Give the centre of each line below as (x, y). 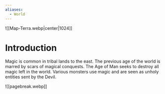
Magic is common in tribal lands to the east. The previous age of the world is (83, 61)
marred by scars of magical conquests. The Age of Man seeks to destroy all (82, 67)
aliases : (14, 10)
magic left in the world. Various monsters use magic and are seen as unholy (82, 72)
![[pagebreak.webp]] (26, 87)
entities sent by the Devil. (31, 77)
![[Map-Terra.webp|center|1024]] (39, 28)
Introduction (31, 48)
